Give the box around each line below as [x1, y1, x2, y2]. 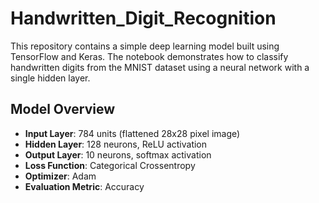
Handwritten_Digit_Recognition [10, 7, 277, 30]
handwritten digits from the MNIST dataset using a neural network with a [10, 61, 310, 73]
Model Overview [10, 101, 115, 118]
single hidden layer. [10, 72, 91, 84]
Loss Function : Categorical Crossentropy [24, 159, 196, 171]
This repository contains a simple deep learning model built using [10, 40, 280, 52]
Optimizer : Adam [24, 170, 97, 182]
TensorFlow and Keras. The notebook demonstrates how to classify [10, 50, 289, 62]
